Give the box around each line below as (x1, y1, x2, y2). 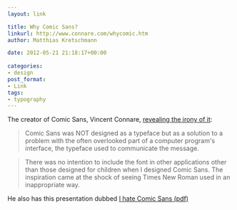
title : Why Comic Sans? (7, 23, 79, 31)
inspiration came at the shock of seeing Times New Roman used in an (24, 173, 231, 182)
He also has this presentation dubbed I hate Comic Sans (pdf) (7, 194, 189, 203)
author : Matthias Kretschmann (7, 36, 98, 43)
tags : (7, 89, 24, 96)
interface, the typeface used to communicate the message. (24, 144, 200, 153)
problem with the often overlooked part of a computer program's (24, 137, 216, 145)
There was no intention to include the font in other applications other (24, 158, 227, 167)
